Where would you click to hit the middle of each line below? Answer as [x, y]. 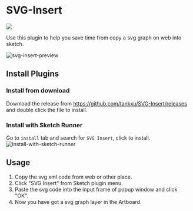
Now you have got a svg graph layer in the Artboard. [78, 202]
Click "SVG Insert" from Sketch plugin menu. [69, 183]
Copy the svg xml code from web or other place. [73, 177]
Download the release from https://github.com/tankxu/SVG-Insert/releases [96, 103]
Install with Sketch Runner [44, 125]
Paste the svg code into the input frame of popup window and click [96, 189]
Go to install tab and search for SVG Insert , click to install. [78, 138]
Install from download [38, 91]
